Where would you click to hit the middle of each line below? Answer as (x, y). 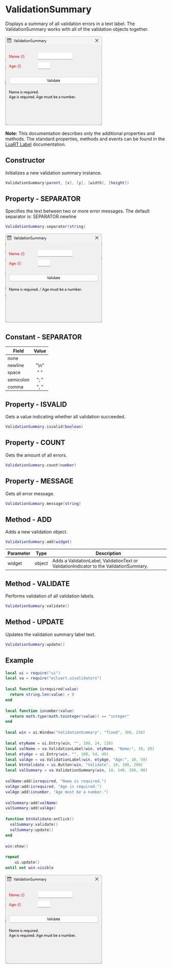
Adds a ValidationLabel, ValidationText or (95, 560)
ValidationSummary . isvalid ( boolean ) (44, 427)
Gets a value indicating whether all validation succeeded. (66, 417)
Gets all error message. (30, 493)
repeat (12, 857)
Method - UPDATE (35, 622)
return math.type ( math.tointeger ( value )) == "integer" (70, 716)
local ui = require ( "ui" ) (33, 673)
